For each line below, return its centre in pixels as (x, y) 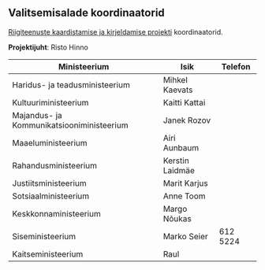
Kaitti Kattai (184, 102)
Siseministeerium (44, 236)
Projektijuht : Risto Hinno (48, 47)
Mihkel (175, 80)
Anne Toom (184, 196)
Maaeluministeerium (50, 142)
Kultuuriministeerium (50, 102)
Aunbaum (181, 147)
